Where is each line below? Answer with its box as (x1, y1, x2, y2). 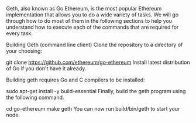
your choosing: (6, 47, 43, 54)
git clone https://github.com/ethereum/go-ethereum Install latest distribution (6, 59, 190, 66)
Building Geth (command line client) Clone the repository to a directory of (6, 41, 183, 48)
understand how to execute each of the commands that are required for (6, 23, 179, 30)
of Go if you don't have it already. (6, 65, 87, 72)
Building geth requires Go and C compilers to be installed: (6, 76, 145, 83)
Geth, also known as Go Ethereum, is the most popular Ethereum (6, 5, 162, 12)
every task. (6, 30, 33, 37)
